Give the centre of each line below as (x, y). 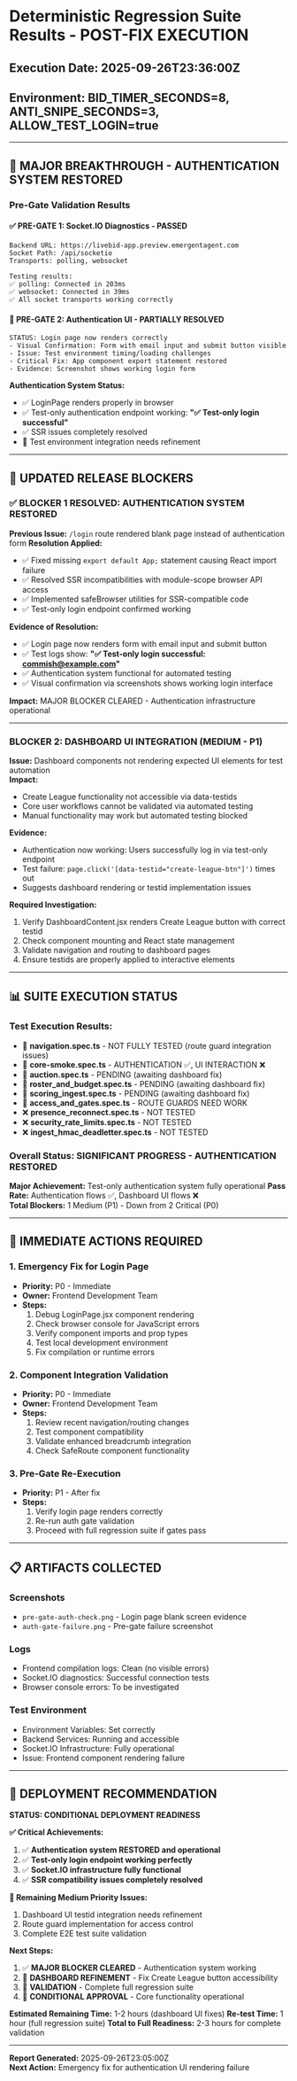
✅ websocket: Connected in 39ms (69, 291)
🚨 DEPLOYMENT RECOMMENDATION (113, 1794)
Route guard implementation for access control (107, 1924)
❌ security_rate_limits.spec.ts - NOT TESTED (107, 1122)
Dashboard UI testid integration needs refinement (112, 1914)
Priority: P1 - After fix (61, 1493)
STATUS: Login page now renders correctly (88, 338)
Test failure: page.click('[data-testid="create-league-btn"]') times (148, 869)
